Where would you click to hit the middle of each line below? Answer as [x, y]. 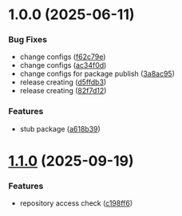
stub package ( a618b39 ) [60, 128]
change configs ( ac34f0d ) [63, 65]
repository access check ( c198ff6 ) [76, 203]
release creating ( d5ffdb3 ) [63, 82]
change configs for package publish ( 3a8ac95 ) [97, 74]
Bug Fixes [28, 40]
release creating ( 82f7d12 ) [63, 91]
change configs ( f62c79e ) [63, 57]
